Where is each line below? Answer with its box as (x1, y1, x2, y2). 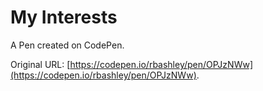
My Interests (10, 6, 118, 29)
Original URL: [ (10, 58, 71, 70)
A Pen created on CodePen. (10, 39, 125, 51)
